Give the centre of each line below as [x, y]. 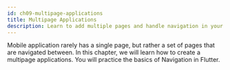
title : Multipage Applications [52, 20]
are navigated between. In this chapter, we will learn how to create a [104, 52]
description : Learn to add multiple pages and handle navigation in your [115, 26]
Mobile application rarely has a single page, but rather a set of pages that [111, 46]
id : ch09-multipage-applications [55, 13]
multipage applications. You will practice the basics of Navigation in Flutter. [114, 60]
